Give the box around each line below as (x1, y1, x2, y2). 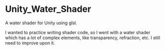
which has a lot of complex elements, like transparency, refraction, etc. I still (5, 35, 160, 41)
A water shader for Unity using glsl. (5, 20, 77, 26)
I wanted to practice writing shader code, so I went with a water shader (5, 29, 151, 35)
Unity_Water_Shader (5, 3, 92, 15)
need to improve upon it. (5, 40, 55, 46)
